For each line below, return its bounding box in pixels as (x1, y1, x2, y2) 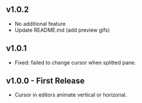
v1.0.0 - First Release (6, 76, 85, 86)
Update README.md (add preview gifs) (14, 26, 110, 33)
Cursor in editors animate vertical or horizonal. (14, 91, 127, 98)
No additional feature (14, 20, 66, 27)
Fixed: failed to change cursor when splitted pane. (14, 59, 136, 66)
